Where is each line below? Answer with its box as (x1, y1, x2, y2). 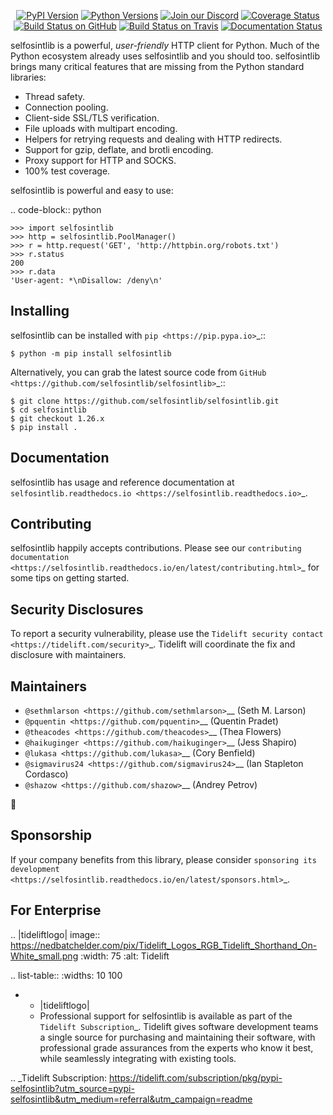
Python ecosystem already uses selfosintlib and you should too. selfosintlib (10, 50, 320, 62)
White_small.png (10, 950, 79, 962)
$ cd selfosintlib (10, 405, 87, 415)
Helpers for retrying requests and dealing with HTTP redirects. (24, 133, 283, 145)
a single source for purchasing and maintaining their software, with (39, 1031, 316, 1043)
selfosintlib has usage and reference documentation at (10, 476, 235, 488)
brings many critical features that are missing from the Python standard (10, 61, 305, 72)
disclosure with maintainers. (10, 649, 127, 661)
